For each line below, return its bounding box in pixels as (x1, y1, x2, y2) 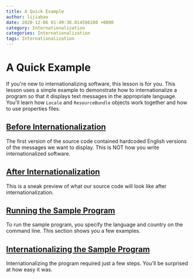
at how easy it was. (6, 266, 53, 273)
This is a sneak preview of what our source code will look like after (6, 182, 167, 190)
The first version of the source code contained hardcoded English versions (6, 137, 187, 144)
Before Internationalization (6, 122, 107, 132)
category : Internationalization (6, 25, 85, 31)
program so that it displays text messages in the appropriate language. (6, 92, 177, 99)
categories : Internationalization (6, 30, 91, 36)
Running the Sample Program (6, 205, 115, 215)
